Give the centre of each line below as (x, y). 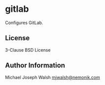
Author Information (35, 66)
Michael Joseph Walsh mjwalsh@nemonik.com (53, 77)
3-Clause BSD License (28, 50)
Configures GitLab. (24, 23)
